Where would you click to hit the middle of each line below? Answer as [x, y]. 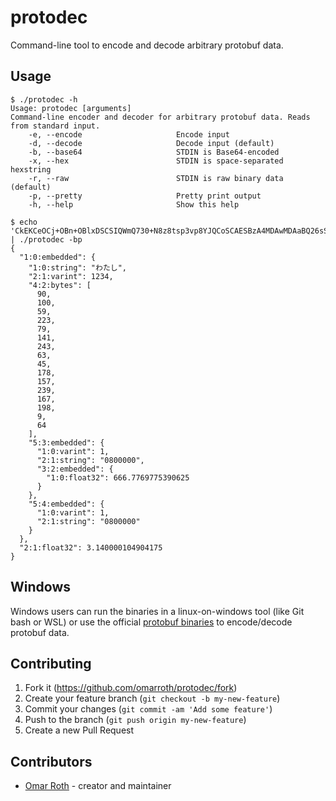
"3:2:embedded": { [75, 469]
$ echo [24, 222]
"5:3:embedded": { [66, 442]
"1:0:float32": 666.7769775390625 [118, 477]
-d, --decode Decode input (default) [151, 143]
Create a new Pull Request [79, 730]
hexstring [31, 169]
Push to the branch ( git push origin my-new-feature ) [135, 720]
